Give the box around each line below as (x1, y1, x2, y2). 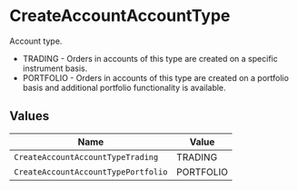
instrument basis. (22, 63, 88, 74)
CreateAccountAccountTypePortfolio (14, 166, 168, 177)
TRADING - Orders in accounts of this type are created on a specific (22, 53, 279, 64)
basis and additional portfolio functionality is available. (22, 82, 226, 93)
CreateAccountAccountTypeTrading (14, 152, 159, 162)
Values (9, 108, 50, 124)
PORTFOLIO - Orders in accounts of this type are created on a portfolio (22, 72, 289, 83)
